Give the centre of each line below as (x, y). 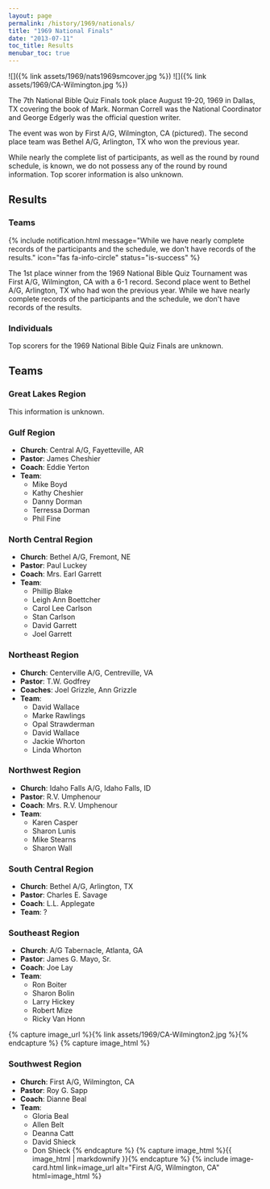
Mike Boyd (50, 484)
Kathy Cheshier (58, 493)
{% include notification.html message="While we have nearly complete (127, 240)
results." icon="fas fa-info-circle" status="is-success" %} (104, 257)
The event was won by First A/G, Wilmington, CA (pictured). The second (128, 133)
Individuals (31, 328)
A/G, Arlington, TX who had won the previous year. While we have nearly (129, 290)
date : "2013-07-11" (41, 38)
